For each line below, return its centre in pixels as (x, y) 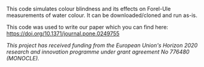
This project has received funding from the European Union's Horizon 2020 (102, 45)
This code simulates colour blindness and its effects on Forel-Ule (88, 9)
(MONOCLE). (23, 58)
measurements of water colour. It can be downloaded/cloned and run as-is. (102, 15)
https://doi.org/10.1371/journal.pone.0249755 (63, 33)
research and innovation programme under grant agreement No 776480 (98, 52)
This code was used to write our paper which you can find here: (87, 27)
